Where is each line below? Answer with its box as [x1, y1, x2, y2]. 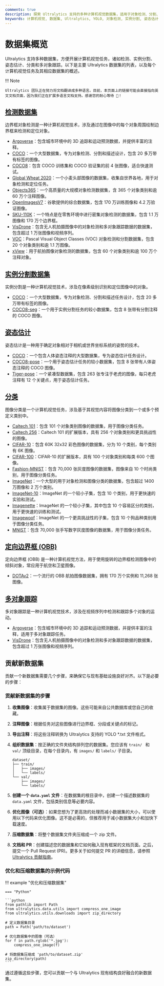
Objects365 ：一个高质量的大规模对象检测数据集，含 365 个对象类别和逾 [12, 187, 157, 193]
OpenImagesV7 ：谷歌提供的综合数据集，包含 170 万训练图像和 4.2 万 [12, 199, 151, 205]
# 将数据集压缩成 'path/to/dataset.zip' [5, 952, 83, 957]
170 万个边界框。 [26, 218, 60, 224]
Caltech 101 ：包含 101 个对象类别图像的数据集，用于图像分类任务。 [12, 423, 146, 429]
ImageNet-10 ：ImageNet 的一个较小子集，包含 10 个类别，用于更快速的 [12, 490, 156, 496]
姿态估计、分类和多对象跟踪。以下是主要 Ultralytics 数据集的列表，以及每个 [5, 62, 156, 68]
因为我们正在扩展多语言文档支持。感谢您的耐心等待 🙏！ [26, 93, 122, 98]
